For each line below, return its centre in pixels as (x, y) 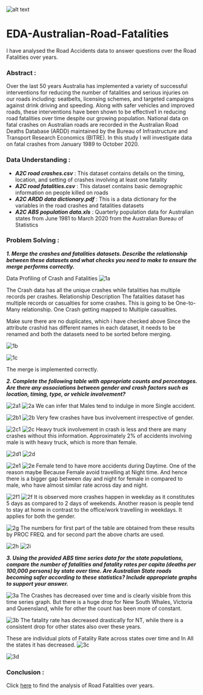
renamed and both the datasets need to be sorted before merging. (89, 334)
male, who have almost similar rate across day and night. (77, 485)
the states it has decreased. (41, 645)
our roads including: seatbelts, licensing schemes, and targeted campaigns (100, 99)
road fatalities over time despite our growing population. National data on (98, 118)
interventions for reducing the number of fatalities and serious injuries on (98, 93)
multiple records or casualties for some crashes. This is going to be (90, 303)
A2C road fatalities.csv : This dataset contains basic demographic (99, 186)
